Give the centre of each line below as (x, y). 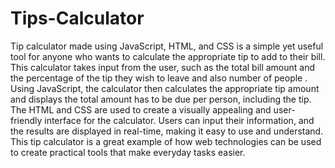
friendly (26, 120)
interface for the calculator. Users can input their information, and (179, 120)
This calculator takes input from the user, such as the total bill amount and (163, 67)
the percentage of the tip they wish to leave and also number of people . (159, 78)
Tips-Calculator (77, 18)
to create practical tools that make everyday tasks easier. (128, 152)
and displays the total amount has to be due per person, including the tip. (161, 99)
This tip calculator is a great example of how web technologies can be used (166, 141)
